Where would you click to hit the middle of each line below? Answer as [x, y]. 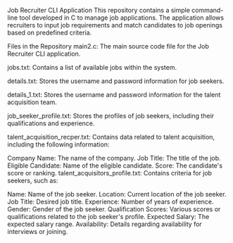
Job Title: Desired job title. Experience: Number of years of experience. [111, 201]
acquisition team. [32, 102]
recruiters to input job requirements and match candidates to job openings [115, 25]
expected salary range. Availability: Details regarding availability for [105, 224]
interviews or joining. [38, 231]
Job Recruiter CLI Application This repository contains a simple [99, 10]
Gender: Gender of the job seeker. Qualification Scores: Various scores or [114, 209]
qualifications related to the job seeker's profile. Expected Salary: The [108, 217]
